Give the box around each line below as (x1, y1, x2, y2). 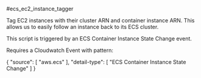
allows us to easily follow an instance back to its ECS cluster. (6, 24, 159, 30)
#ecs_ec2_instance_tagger (6, 5, 74, 12)
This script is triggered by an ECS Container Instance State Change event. (6, 35, 192, 42)
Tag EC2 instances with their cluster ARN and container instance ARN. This (6, 17, 195, 24)
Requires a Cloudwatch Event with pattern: (6, 47, 114, 54)
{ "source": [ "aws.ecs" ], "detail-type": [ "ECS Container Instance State (6, 59, 186, 65)
